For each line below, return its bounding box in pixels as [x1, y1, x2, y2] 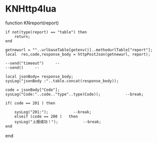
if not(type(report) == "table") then [5, 29, 87, 34]
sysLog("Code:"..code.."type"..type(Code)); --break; [5, 92, 144, 97]
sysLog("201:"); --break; [14, 110, 92, 115]
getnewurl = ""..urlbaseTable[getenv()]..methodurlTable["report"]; [5, 47, 153, 52]
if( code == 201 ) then [5, 100, 56, 105]
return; [14, 34, 30, 39]
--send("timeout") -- [5, 60, 60, 66]
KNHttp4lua [5, 3, 57, 15]
